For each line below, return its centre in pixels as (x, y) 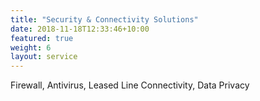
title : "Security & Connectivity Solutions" (104, 19)
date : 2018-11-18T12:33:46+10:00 (80, 29)
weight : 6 (31, 47)
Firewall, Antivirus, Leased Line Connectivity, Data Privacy (130, 85)
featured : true (42, 38)
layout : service (44, 57)
